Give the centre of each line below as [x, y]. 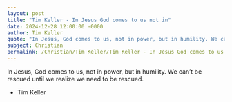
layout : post [26, 13]
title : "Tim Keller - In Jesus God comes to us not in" [89, 20]
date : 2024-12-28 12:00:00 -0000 [55, 26]
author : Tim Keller [35, 33]
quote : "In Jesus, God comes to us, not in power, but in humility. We [112, 39]
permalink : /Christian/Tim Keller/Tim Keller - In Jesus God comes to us [116, 52]
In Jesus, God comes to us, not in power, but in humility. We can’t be [105, 71]
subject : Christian [35, 45]
